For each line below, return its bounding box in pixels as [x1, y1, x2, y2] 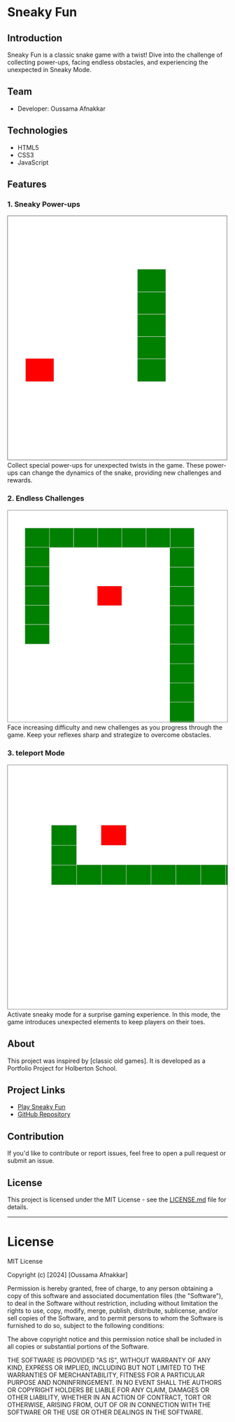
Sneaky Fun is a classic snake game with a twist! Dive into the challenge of [7, 50, 223, 59]
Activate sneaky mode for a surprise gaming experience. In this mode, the [7, 1010, 221, 1019]
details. [7, 1203, 29, 1211]
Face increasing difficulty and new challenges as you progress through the [7, 723, 222, 732]
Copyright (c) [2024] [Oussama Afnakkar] [7, 1270, 128, 1278]
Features [7, 179, 47, 190]
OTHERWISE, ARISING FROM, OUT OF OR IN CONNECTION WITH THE [7, 1400, 211, 1409]
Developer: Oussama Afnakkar [17, 104, 106, 113]
